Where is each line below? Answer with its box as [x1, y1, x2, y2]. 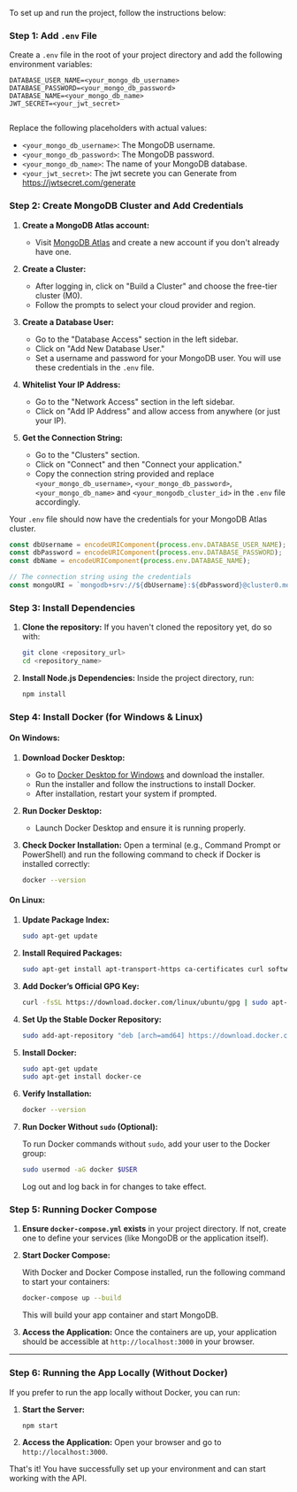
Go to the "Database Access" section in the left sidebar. [34, 334, 239, 344]
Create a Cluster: [21, 263, 87, 274]
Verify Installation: [21, 1088, 93, 1099]
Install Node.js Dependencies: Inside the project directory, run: [21, 673, 255, 684]
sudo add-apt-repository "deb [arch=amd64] [21, 1031, 186, 1040]
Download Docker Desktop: [21, 753, 126, 763]
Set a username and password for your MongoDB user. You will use [34, 352, 281, 363]
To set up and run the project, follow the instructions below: [9, 8, 226, 18]
